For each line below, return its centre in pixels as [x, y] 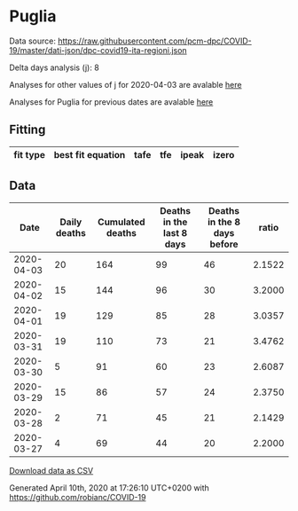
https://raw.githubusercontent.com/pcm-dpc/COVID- [155, 41]
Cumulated [121, 222]
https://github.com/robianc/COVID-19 [78, 497]
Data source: [32, 41]
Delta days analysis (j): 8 [54, 67]
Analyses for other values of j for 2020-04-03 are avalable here [125, 84]
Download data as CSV [51, 470]
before [224, 244]
